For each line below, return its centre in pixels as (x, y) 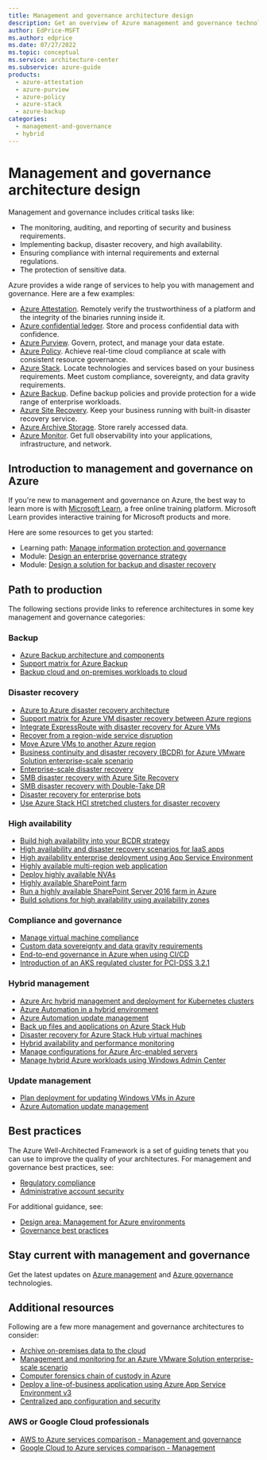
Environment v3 (45, 1393)
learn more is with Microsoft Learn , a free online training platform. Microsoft (132, 508)
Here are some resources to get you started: (81, 532)
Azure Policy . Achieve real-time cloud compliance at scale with (123, 351)
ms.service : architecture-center (64, 60)
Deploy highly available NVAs (68, 875)
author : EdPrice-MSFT (44, 30)
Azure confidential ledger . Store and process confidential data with (129, 326)
